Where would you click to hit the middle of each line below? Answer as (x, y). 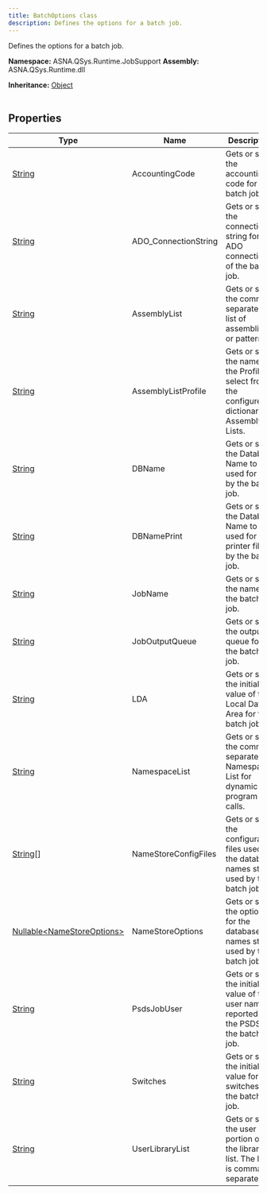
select (237, 381)
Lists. (235, 431)
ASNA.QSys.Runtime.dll (47, 69)
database (243, 932)
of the (236, 266)
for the (238, 922)
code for (241, 184)
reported (242, 1014)
